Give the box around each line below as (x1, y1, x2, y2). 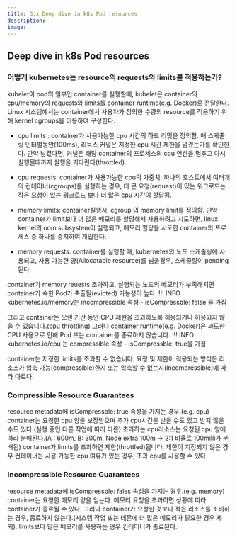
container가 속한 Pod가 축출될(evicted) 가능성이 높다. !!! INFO (7, 289, 181, 298)
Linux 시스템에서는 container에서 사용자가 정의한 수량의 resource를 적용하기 (7, 108, 221, 116)
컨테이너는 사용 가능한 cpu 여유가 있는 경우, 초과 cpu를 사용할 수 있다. (14, 451, 208, 460)
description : (7, 17, 46, 24)
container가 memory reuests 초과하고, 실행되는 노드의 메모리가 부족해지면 (7, 281, 214, 289)
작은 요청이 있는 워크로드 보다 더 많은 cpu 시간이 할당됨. (17, 191, 172, 199)
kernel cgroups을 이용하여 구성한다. (14, 116, 115, 125)
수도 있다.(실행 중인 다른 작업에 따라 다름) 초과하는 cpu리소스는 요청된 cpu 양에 (7, 425, 226, 434)
